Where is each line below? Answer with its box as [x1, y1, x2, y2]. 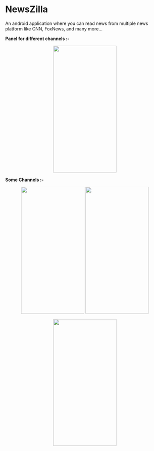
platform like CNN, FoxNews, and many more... [5, 25, 102, 31]
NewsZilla [5, 4, 48, 15]
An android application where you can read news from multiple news [5, 20, 148, 26]
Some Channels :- [5, 177, 44, 183]
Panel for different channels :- [5, 36, 70, 42]
